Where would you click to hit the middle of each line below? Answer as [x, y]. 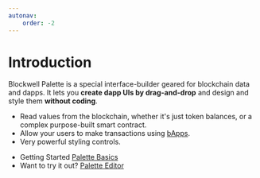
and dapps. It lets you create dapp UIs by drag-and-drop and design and [128, 93]
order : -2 [39, 23]
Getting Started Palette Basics [69, 157]
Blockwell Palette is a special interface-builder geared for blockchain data [129, 84]
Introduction [50, 62]
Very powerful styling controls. [70, 142]
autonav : [23, 15]
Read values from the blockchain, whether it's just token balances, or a [136, 117]
